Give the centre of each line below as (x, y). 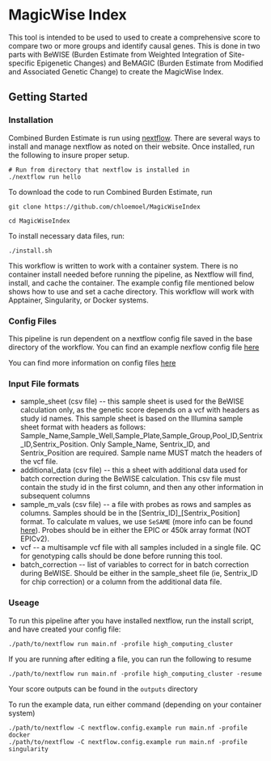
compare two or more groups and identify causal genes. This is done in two (134, 45)
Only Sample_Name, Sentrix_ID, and (150, 444)
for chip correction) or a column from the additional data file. (121, 582)
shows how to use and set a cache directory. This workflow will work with (131, 291)
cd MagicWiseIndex (39, 221)
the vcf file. (39, 462)
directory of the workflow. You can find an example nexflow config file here (134, 347)
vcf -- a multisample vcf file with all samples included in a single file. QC (140, 547)
